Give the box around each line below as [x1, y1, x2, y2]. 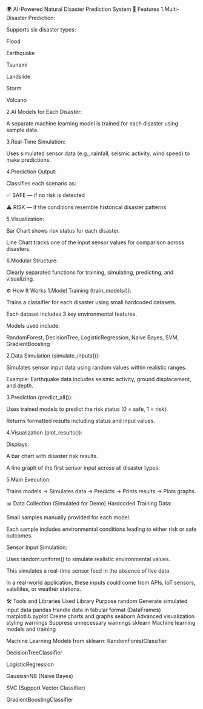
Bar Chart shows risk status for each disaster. [6, 227, 120, 234]
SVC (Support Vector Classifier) [6, 684, 86, 691]
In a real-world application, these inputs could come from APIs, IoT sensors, [6, 579, 196, 586]
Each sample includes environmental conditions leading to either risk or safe [6, 525, 197, 533]
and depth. [6, 382, 33, 389]
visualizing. [6, 275, 35, 282]
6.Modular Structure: [6, 257, 58, 264]
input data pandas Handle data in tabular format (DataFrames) [6, 606, 162, 613]
